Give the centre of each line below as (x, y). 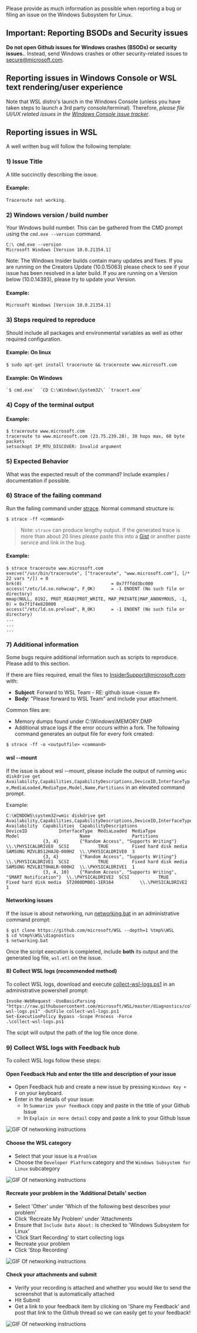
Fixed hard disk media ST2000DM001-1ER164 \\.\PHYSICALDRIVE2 (97, 882)
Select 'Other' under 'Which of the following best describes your (93, 1206)
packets (16, 442)
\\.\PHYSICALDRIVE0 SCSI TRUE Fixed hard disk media (97, 846)
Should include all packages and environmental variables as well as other (94, 333)
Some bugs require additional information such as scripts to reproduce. (92, 657)
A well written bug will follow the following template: (69, 147)
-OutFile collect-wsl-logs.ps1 (81, 1011)
